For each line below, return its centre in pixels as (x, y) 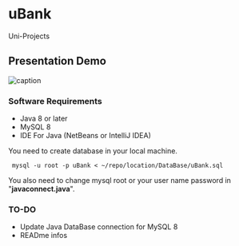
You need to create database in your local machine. (93, 151)
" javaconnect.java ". (42, 189)
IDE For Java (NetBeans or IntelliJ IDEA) (86, 136)
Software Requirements (55, 101)
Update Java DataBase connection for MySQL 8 (99, 227)
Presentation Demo (57, 61)
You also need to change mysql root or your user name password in (120, 181)
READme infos (44, 236)
